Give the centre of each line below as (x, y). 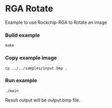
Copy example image (31, 58)
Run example (21, 81)
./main (12, 91)
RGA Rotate (29, 9)
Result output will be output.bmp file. (43, 100)
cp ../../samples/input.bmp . (36, 68)
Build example (23, 35)
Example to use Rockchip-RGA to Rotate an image (56, 22)
